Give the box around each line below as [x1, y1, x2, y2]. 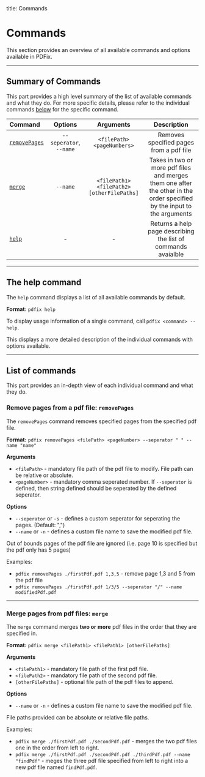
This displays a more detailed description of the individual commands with [6, 336, 193, 343]
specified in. [6, 629, 38, 637]
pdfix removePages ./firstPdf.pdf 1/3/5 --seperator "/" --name [15, 584, 182, 590]
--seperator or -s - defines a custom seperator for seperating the [15, 514, 181, 522]
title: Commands [6, 5, 48, 12]
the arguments [150, 209, 192, 218]
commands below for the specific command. [6, 105, 119, 113]
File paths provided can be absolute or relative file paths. [6, 713, 149, 721]
